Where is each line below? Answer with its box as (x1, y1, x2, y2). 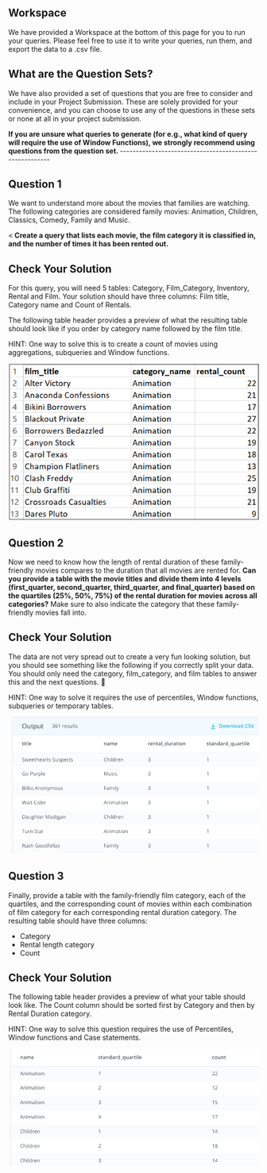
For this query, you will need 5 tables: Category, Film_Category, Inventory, (8, 284, 250, 293)
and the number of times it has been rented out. (8, 239, 169, 249)
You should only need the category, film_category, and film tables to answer (8, 669, 257, 678)
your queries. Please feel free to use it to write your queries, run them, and (8, 36, 253, 45)
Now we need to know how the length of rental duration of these (8, 557, 220, 566)
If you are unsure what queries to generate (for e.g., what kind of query (8, 129, 248, 138)
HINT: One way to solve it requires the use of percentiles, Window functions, (8, 693, 259, 702)
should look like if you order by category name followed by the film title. (8, 324, 243, 334)
